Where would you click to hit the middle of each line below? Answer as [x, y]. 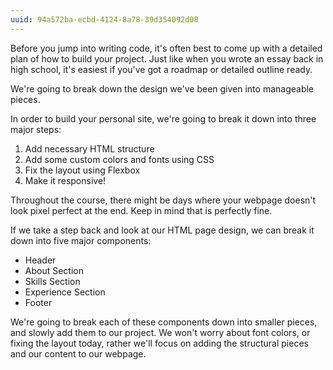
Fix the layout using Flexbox [82, 170]
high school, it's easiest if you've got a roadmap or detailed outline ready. [161, 69]
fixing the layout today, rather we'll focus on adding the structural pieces [159, 343]
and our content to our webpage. [78, 353]
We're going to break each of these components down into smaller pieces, [164, 322]
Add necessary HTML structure [89, 148]
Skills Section [52, 281]
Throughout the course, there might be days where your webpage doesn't [163, 200]
